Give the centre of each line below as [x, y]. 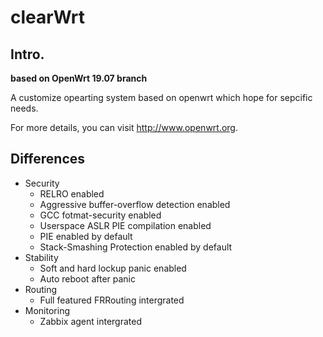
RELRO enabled [72, 193]
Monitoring [47, 310]
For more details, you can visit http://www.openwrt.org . [124, 127]
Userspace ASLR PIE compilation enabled [125, 225]
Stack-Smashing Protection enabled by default [136, 247]
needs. [24, 108]
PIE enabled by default [86, 236]
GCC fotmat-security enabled [100, 215]
